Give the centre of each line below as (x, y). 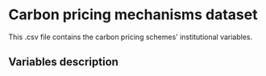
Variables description (64, 62)
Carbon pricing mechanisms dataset (133, 15)
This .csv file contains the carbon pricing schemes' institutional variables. (131, 37)
